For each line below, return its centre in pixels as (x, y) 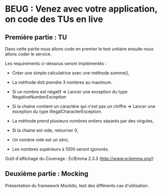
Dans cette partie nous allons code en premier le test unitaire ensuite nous (79, 49)
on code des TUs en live (54, 19)
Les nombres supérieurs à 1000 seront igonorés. (60, 149)
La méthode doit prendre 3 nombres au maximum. (62, 82)
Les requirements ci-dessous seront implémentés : (56, 63)
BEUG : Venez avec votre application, (81, 9)
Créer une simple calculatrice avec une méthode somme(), (71, 73)
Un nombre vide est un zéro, (40, 140)
